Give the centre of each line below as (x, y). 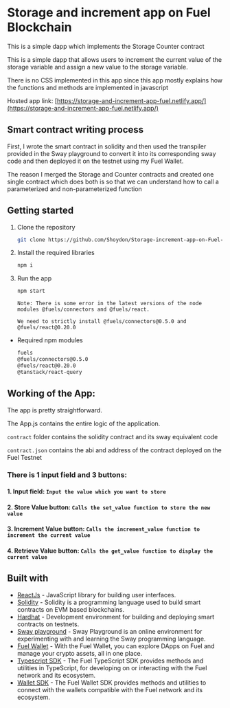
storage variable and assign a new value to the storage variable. (97, 67)
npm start (31, 291)
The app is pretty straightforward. (55, 410)
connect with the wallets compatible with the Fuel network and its (110, 689)
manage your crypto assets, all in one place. (80, 653)
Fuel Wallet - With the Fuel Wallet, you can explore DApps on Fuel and (116, 646)
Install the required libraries (56, 253)
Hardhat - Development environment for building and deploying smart (116, 617)
